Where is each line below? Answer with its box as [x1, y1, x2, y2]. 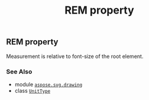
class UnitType [14, 87, 51, 94]
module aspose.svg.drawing [14, 80, 83, 88]
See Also [6, 67, 33, 76]
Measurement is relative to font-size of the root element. [6, 53, 144, 60]
